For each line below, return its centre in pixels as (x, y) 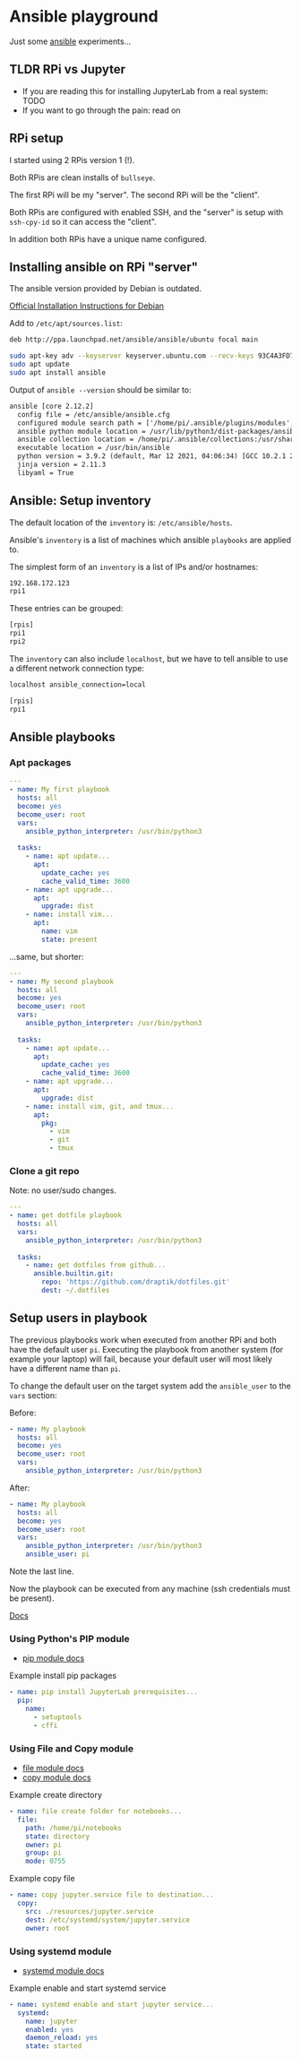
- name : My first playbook (60, 790)
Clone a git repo (44, 1171)
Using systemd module (60, 1951)
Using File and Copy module (72, 1748)
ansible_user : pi (58, 1554)
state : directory (58, 1836)
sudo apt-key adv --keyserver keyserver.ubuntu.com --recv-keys (132, 356)
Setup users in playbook (78, 1318)
